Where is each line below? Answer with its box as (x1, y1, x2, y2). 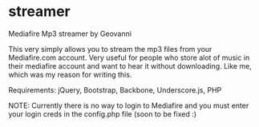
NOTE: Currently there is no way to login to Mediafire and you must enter (8, 101, 249, 110)
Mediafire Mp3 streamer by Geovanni (8, 29, 132, 38)
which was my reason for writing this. (8, 69, 132, 79)
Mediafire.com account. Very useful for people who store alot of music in (8, 53, 250, 62)
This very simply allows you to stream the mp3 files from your (8, 44, 212, 54)
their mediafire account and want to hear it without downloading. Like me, (8, 61, 253, 70)
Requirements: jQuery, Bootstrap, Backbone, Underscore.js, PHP (8, 85, 222, 94)
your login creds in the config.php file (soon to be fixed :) (8, 109, 197, 118)
